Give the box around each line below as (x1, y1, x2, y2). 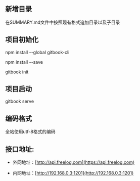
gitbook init (5, 69, 29, 75)
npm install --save (5, 59, 43, 65)
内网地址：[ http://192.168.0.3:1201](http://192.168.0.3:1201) (12, 170, 134, 176)
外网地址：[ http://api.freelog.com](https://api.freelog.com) (12, 159, 135, 165)
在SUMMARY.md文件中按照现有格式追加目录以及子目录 (5, 19, 120, 25)
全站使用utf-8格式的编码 (5, 128, 56, 135)
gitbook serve (5, 98, 34, 105)
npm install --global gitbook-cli (5, 49, 70, 55)
